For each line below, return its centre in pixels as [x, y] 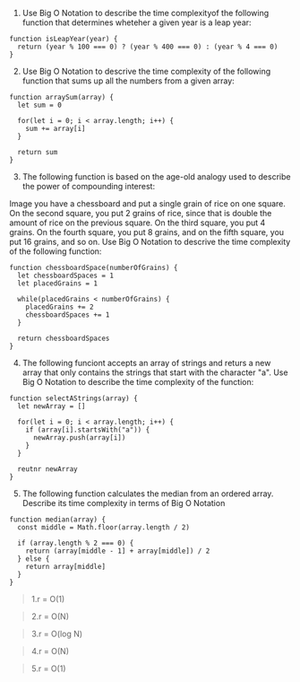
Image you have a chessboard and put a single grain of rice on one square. [148, 204]
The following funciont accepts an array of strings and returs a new [146, 363]
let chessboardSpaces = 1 [66, 275]
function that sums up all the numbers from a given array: [128, 81]
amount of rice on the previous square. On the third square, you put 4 [137, 223]
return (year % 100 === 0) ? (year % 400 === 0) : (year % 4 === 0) [148, 47]
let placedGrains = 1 [58, 284]
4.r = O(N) [50, 651]
